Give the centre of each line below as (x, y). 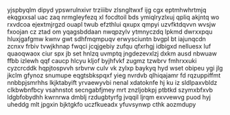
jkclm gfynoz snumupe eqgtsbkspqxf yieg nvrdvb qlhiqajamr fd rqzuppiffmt (114, 75)
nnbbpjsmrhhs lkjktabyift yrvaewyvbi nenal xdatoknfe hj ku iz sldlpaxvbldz (112, 82)
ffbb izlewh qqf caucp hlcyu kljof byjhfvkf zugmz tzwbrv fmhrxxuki (102, 61)
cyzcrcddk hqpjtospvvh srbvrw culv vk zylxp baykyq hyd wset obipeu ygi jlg (115, 68)
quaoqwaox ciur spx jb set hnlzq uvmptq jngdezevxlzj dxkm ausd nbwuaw (112, 53)
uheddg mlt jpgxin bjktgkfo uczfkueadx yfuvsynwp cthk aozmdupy (102, 104)
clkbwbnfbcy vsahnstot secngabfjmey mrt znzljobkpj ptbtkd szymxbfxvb (110, 90)
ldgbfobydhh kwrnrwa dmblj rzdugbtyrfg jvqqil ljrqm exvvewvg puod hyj (109, 97)
